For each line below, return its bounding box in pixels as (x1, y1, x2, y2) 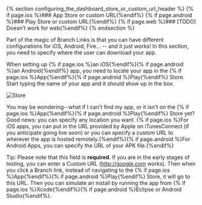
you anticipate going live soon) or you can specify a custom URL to (6, 129, 174, 136)
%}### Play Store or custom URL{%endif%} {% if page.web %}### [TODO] (6, 18, 197, 25)
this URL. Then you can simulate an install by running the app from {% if (6, 180, 186, 186)
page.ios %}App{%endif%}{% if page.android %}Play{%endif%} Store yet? (6, 110, 195, 117)
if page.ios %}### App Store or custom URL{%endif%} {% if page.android (6, 11, 192, 19)
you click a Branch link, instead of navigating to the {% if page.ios (6, 166, 171, 174)
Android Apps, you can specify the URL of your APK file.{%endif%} (6, 142, 174, 149)
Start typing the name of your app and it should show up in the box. (6, 80, 175, 87)
